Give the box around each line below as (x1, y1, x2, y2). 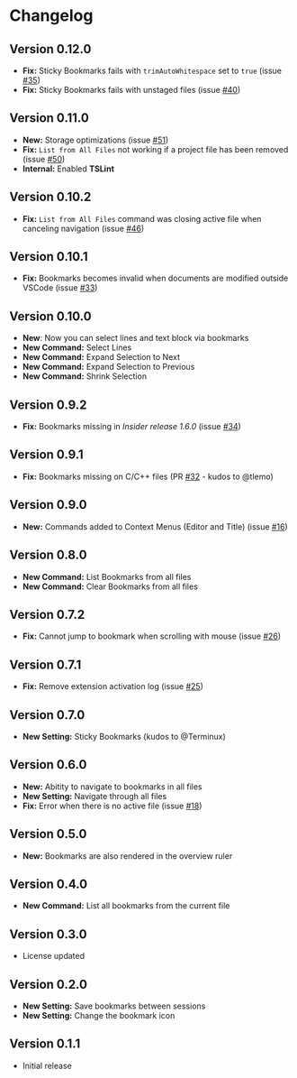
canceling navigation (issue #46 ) (22, 223, 145, 234)
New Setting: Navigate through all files (22, 790, 167, 801)
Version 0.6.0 (9, 757, 87, 772)
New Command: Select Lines (22, 342, 132, 353)
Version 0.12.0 (9, 41, 92, 57)
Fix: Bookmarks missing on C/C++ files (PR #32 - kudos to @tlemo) (22, 471, 274, 482)
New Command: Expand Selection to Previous (22, 362, 195, 373)
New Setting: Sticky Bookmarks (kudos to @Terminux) (22, 731, 227, 742)
